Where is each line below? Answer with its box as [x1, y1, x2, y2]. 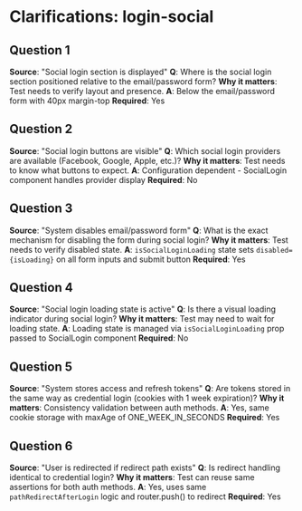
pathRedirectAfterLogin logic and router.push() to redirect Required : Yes [9, 491, 282, 502]
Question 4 [9, 280, 74, 295]
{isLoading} [9, 255, 54, 265]
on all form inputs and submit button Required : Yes [55, 254, 246, 265]
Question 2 [9, 121, 73, 137]
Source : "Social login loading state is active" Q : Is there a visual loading [9, 304, 276, 314]
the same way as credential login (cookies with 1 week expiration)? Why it [9, 392, 285, 404]
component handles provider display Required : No [9, 174, 198, 185]
